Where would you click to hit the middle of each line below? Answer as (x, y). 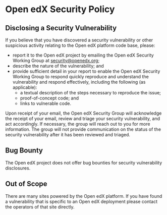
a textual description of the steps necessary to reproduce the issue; (91, 93)
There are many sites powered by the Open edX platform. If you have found (84, 196)
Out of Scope (26, 184)
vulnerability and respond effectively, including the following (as (79, 82)
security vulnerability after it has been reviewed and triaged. (68, 135)
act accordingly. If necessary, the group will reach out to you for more (78, 124)
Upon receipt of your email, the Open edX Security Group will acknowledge (83, 113)
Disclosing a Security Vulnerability (61, 28)
